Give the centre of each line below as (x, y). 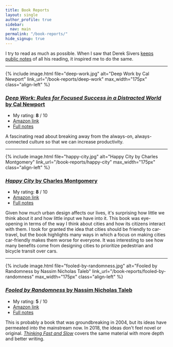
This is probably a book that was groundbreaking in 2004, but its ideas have (86, 322)
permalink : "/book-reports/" (37, 34)
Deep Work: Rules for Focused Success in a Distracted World (83, 98)
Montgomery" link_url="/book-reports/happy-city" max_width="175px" (80, 162)
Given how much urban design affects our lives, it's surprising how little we (85, 213)
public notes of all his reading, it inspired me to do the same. (70, 59)
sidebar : (15, 24)
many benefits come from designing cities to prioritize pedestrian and (79, 246)
